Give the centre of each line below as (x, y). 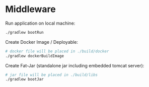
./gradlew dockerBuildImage (35, 56)
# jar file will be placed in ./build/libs (52, 75)
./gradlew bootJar (24, 79)
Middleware (31, 9)
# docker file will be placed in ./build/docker (57, 51)
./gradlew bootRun (24, 32)
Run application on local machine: (40, 23)
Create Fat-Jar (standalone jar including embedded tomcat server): (75, 65)
